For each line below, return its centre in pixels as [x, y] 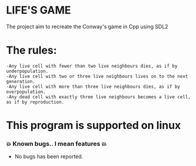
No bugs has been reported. [49, 157]
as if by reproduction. [35, 102]
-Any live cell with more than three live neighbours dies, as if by [93, 87]
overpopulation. [26, 92]
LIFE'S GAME [39, 10]
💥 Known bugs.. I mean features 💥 [57, 144]
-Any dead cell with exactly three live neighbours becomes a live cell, [99, 97]
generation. [21, 81]
